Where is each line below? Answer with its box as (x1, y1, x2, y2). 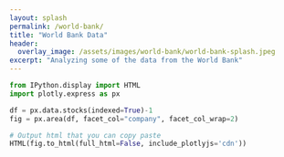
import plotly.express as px (9, 89, 121, 99)
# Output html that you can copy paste (9, 131, 162, 140)
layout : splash (9, 13, 68, 23)
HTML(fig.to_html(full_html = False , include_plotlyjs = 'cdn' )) (9, 139, 247, 149)
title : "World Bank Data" (9, 30, 108, 39)
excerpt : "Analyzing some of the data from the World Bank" (9, 56, 244, 65)
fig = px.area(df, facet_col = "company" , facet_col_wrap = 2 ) (9, 114, 239, 123)
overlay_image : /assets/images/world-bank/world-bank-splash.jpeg (17, 47, 276, 57)
